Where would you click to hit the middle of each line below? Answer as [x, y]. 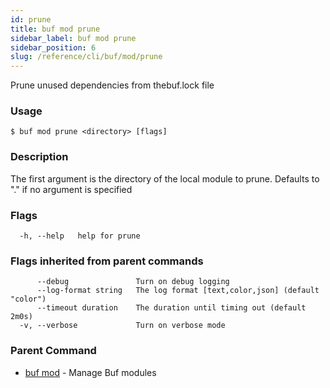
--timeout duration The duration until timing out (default [171, 308]
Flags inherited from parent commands [107, 261]
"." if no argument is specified [71, 189]
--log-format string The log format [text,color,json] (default [178, 291]
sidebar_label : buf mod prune [73, 38]
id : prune [31, 19]
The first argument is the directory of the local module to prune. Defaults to [165, 178]
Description [39, 157]
